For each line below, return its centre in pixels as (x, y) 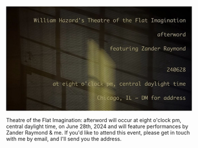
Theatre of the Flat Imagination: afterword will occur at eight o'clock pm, (94, 120)
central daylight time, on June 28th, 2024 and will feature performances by (97, 126)
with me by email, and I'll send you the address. (64, 139)
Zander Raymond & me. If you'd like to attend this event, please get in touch (98, 132)
